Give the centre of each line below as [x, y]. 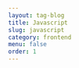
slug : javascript [36, 30]
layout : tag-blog [36, 15]
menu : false [27, 45]
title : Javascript [38, 23]
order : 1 [22, 52]
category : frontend [40, 37]
